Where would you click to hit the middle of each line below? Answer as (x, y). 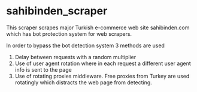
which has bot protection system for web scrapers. (69, 33)
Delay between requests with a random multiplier (75, 57)
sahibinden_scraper (57, 11)
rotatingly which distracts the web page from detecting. (84, 82)
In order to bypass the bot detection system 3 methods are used (85, 45)
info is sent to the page (43, 69)
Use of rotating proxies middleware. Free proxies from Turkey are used (102, 76)
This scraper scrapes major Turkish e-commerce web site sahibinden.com (98, 27)
